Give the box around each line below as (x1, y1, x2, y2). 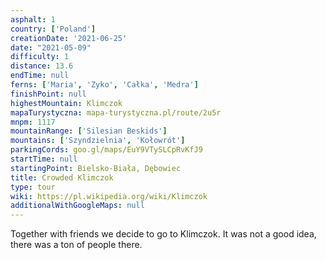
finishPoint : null (10, 89, 87, 99)
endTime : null (10, 71, 70, 81)
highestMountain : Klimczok (10, 98, 123, 108)
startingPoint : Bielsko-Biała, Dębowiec (10, 163, 182, 173)
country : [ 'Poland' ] (10, 24, 97, 34)
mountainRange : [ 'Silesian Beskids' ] (10, 126, 168, 136)
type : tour (10, 182, 56, 192)
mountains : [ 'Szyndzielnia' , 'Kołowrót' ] (10, 136, 186, 146)
